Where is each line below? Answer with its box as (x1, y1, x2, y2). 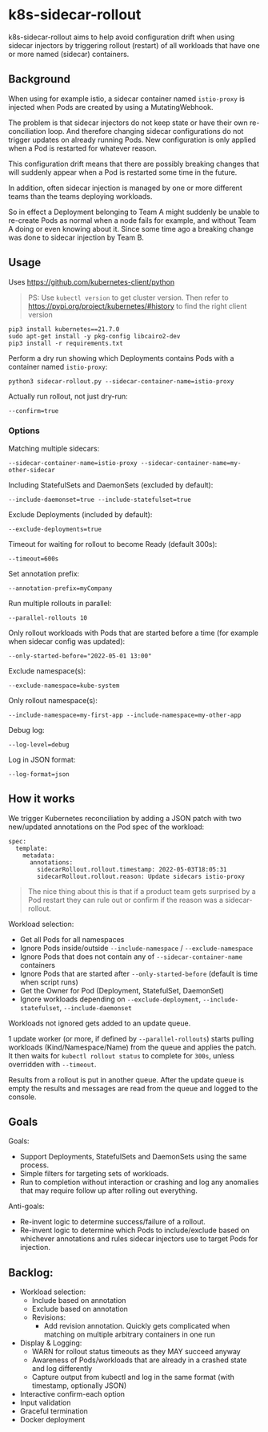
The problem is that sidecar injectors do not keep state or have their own (8, 118, 248, 127)
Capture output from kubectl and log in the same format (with (31, 1373, 234, 1382)
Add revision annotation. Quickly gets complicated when (43, 1321, 230, 1331)
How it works (8, 792, 75, 806)
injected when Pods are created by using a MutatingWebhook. (8, 102, 214, 111)
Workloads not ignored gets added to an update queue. (8, 1018, 191, 1028)
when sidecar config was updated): (8, 636, 126, 646)
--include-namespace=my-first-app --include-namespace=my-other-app (8, 711, 242, 719)
